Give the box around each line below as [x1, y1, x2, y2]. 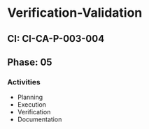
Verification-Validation [7, 5, 143, 21]
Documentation [17, 115, 62, 123]
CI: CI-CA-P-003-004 [7, 33, 105, 45]
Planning [17, 93, 43, 102]
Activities [7, 77, 41, 86]
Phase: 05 [7, 56, 52, 68]
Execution [17, 100, 47, 109]
